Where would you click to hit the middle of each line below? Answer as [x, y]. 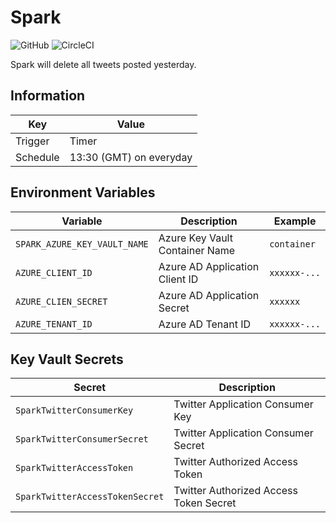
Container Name [197, 250]
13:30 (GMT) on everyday [131, 157]
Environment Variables [83, 192]
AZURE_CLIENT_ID [54, 272]
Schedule [37, 157]
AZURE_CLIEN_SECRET [61, 301]
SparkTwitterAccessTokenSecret [90, 497]
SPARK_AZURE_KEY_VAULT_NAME [82, 244]
